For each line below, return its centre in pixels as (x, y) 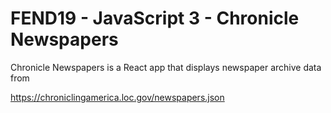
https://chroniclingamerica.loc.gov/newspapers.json (117, 97)
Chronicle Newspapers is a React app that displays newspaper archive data (166, 67)
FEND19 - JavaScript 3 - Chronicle (155, 18)
